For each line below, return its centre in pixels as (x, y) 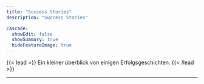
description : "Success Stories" (47, 18)
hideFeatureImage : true (42, 45)
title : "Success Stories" (39, 12)
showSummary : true (35, 40)
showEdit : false (32, 34)
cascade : (17, 28)
